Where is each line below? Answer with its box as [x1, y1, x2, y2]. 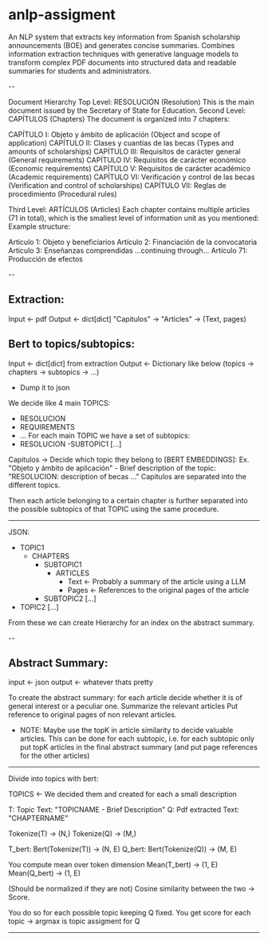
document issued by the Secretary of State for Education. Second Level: [8, 106, 246, 115]
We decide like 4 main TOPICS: [8, 398, 111, 407]
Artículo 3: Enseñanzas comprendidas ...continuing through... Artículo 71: [8, 246, 248, 255]
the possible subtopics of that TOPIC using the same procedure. [8, 504, 219, 514]
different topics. [8, 480, 61, 490]
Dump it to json [19, 382, 70, 392]
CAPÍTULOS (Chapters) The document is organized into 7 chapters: [8, 114, 230, 123]
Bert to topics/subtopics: [8, 338, 136, 351]
